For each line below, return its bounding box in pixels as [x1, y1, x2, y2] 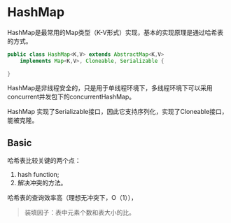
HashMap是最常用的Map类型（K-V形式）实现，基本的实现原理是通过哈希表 [7, 28, 224, 36]
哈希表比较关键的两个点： [7, 157, 81, 165]
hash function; [17, 171, 59, 179]
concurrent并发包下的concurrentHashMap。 [7, 92, 135, 101]
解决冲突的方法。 [17, 179, 67, 187]
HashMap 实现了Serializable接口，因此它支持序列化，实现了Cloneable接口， [7, 108, 228, 116]
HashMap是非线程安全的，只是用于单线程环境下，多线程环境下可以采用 [7, 84, 213, 92]
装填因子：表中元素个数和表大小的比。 [24, 208, 135, 217]
